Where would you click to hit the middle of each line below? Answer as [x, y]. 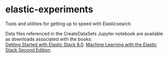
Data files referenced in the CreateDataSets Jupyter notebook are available [84, 33]
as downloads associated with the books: [49, 39]
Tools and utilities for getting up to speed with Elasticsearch [68, 24]
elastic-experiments [49, 9]
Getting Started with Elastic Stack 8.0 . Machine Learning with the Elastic [81, 44]
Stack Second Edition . [29, 50]
